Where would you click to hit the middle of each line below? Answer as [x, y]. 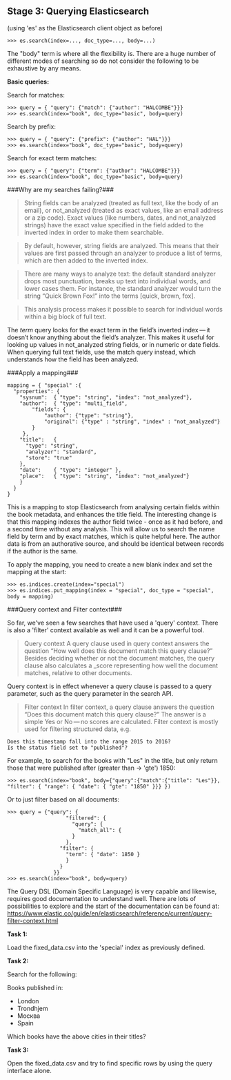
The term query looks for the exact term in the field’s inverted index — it [109, 330]
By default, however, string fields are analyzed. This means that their [121, 245]
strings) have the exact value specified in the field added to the [114, 225]
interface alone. [29, 1070]
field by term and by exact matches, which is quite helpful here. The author [114, 536]
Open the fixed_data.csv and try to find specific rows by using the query [110, 1063]
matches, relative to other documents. [78, 672]
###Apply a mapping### [43, 372]
